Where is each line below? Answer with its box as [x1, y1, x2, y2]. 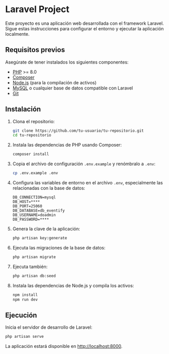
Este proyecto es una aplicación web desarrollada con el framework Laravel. [5, 20, 164, 26]
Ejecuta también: [12, 264, 48, 270]
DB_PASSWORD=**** [12, 217, 49, 222]
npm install [12, 292, 38, 297]
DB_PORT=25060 [12, 204, 42, 209]
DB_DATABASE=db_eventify [12, 208, 65, 213]
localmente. [5, 31, 30, 37]
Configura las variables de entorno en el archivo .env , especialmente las [12, 180, 163, 186]
